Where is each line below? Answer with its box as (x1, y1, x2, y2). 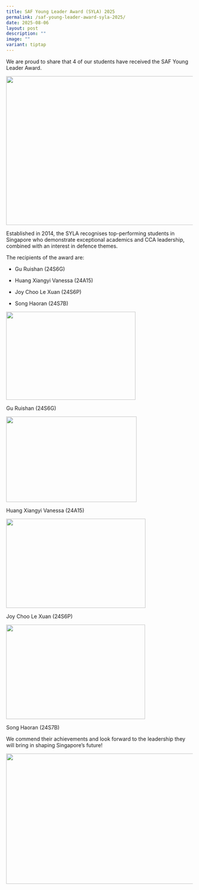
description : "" (6, 31, 46, 37)
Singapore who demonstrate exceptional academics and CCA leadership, (6, 236, 185, 243)
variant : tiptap (6, 42, 46, 48)
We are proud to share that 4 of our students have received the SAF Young (6, 57, 188, 65)
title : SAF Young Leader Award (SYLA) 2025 (6, 8, 115, 15)
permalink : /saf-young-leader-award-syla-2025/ (6, 14, 126, 20)
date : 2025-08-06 (6, 20, 49, 25)
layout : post (6, 25, 38, 31)
